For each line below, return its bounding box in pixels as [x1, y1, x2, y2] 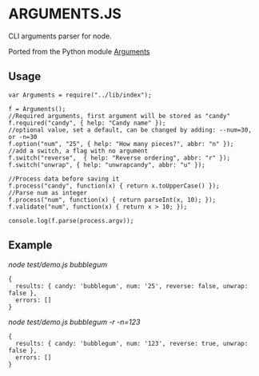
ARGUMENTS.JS [8, 5, 122, 23]
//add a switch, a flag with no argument [8, 147, 149, 155]
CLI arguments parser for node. [8, 31, 112, 41]
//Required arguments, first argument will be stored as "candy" [8, 112, 230, 120]
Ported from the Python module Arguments [8, 46, 150, 56]
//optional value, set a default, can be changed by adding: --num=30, [8, 125, 252, 134]
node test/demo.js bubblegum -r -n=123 [8, 317, 141, 327]
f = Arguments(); [8, 105, 66, 113]
